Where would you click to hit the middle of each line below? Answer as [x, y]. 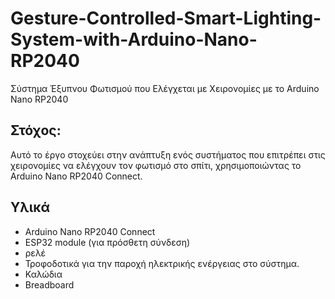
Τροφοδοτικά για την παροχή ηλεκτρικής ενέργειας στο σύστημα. [162, 263]
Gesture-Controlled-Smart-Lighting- [166, 18]
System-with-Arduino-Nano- [134, 39]
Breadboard [49, 284]
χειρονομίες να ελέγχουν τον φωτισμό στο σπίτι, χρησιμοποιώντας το [156, 165]
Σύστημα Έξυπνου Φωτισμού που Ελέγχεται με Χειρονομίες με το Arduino [165, 88]
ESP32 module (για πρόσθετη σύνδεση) [107, 242]
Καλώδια [43, 274]
